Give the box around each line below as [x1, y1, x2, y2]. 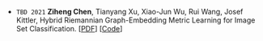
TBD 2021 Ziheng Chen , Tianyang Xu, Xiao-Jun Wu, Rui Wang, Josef [15, 7, 244, 16]
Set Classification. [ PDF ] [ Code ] [15, 24, 123, 33]
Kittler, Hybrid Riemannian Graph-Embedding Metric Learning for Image [15, 15, 256, 25]
